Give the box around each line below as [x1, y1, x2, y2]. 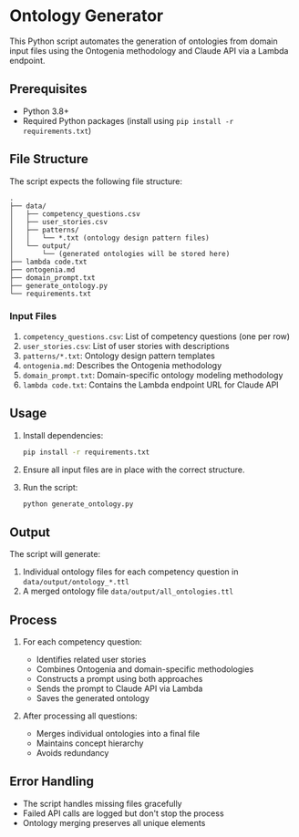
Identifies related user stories [36, 654, 147, 666]
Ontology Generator [9, 5, 164, 26]
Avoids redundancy [36, 748, 109, 759]
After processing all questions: [22, 710, 139, 721]
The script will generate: [9, 549, 101, 560]
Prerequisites [9, 81, 88, 97]
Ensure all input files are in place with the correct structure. [22, 464, 245, 475]
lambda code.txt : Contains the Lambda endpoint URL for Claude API [22, 379, 280, 390]
